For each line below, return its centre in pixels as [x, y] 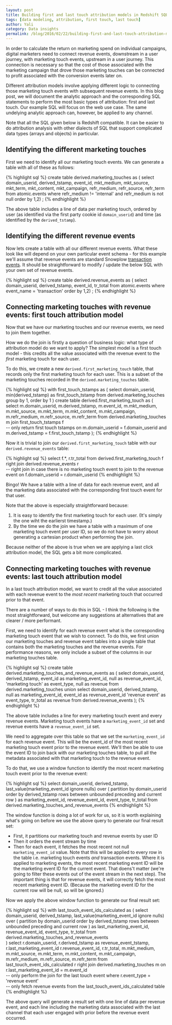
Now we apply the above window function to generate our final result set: [83, 900]
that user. [16, 496]
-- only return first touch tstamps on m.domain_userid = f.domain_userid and [86, 428]
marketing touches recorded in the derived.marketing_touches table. [78, 380]
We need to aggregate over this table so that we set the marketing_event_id [85, 736]
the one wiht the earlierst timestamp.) [53, 521]
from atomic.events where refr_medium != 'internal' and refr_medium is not [85, 194]
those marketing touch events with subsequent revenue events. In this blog [85, 91]
